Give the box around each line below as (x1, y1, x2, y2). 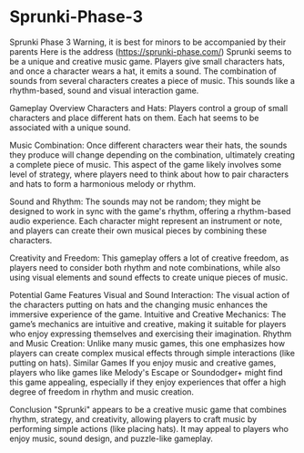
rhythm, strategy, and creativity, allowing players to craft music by (9, 413, 258, 425)
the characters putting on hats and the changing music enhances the (9, 299, 269, 310)
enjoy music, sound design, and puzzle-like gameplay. (9, 433, 214, 444)
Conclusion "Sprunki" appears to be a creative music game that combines (9, 404, 287, 415)
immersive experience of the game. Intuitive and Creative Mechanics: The (9, 308, 287, 320)
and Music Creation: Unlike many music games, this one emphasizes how (9, 337, 285, 348)
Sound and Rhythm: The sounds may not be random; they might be (9, 196, 261, 207)
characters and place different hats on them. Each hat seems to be (9, 112, 259, 123)
